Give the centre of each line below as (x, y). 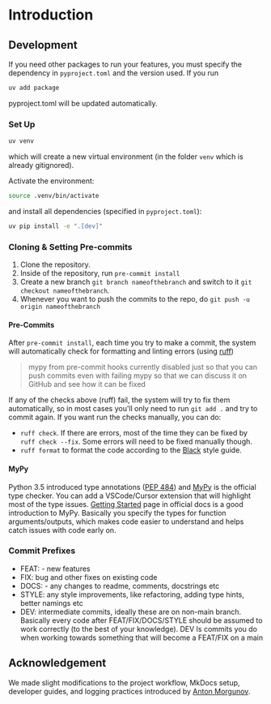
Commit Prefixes (42, 551)
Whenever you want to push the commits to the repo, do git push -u (135, 299)
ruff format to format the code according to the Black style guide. (131, 450)
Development (43, 45)
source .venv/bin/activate (54, 196)
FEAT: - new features (55, 569)
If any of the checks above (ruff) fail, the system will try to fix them (119, 400)
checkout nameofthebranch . (65, 290)
